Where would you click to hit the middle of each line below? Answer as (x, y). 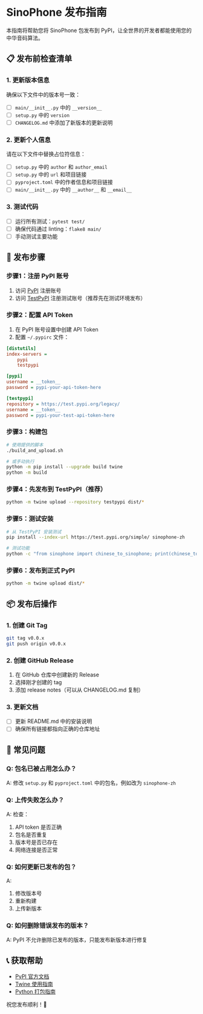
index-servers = (27, 354)
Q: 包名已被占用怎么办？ (41, 768)
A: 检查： (18, 814)
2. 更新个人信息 (29, 140)
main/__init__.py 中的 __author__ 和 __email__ (73, 190)
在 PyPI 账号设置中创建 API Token (56, 329)
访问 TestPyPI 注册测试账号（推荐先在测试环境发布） (80, 298)
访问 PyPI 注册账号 (38, 290)
